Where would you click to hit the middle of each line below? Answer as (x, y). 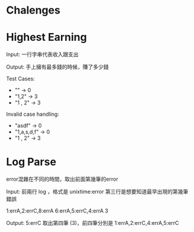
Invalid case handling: (33, 114)
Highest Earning (46, 37)
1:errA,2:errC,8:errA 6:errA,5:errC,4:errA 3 (57, 211)
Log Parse (31, 162)
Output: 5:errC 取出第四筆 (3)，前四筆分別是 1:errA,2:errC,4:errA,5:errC (93, 223)
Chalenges (33, 10)
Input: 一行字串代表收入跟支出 (42, 54)
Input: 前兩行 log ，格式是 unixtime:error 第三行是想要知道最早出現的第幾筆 (97, 192)
